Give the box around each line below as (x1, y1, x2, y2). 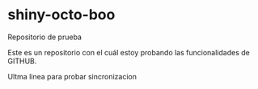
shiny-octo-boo (7, 6, 116, 24)
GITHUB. (7, 56, 37, 66)
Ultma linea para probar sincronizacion (7, 71, 137, 81)
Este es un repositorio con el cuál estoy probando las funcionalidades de (7, 47, 250, 57)
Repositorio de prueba (7, 32, 82, 42)
